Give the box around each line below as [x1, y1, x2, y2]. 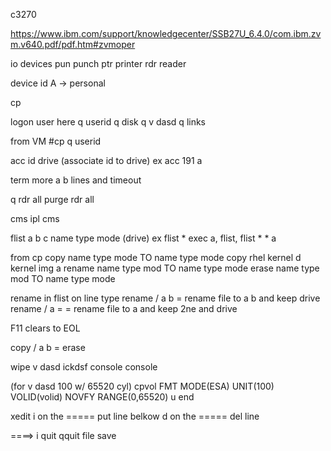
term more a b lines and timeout [10, 174, 142, 186]
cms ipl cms [10, 213, 60, 224]
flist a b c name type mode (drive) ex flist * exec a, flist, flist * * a [10, 232, 277, 244]
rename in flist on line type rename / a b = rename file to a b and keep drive [10, 292, 321, 304]
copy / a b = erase [10, 342, 86, 353]
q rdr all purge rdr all [10, 194, 95, 205]
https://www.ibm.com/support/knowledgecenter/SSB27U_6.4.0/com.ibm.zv [10, 28, 322, 39]
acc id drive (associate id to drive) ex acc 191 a [10, 155, 203, 166]
